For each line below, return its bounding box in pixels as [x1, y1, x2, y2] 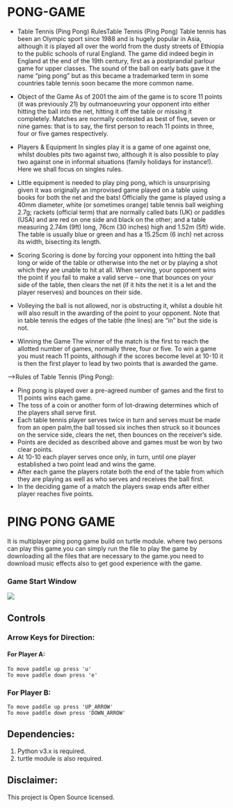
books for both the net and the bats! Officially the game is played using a [17, 193, 226, 202]
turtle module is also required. [17, 754, 104, 762]
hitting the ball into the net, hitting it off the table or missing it [17, 107, 193, 115]
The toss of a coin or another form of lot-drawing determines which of [17, 401, 219, 409]
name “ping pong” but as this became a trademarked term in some [17, 71, 209, 80]
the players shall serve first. [17, 408, 97, 417]
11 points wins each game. [17, 394, 93, 402]
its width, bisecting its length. [17, 237, 102, 245]
